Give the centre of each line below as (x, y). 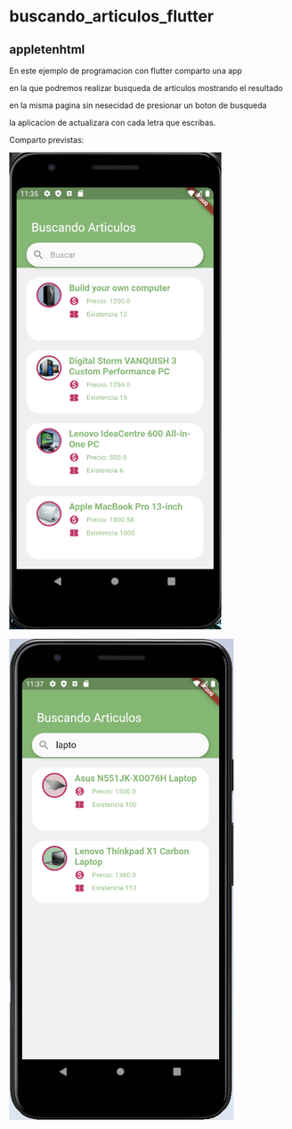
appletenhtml (47, 50)
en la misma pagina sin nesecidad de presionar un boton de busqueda (138, 105)
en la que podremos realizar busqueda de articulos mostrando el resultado (146, 88)
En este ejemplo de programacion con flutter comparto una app (126, 71)
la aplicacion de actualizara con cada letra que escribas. (113, 123)
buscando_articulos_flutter (112, 17)
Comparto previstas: (47, 140)
